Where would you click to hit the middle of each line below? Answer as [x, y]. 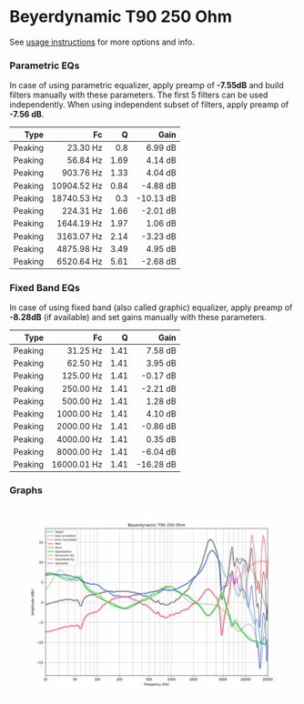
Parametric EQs [45, 65]
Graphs [26, 490]
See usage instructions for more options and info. [102, 42]
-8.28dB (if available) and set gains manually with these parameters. [138, 317]
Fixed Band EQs [45, 287]
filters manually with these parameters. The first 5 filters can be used [139, 95]
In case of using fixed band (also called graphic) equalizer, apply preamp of [151, 307]
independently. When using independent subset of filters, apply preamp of [149, 105]
